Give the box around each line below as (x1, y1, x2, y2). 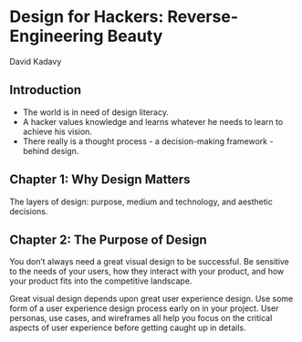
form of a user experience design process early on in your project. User (9, 303, 279, 314)
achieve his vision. (22, 126, 93, 137)
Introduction (9, 82, 82, 98)
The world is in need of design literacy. (22, 107, 169, 118)
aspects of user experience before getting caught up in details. (9, 322, 246, 334)
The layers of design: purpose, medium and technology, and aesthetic (9, 196, 274, 207)
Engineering (9, 26, 104, 47)
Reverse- (167, 6, 239, 27)
